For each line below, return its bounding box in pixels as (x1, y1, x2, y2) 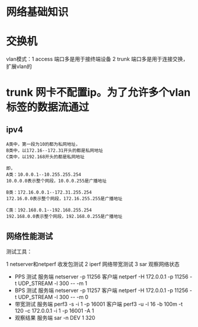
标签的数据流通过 (6, 101, 90, 114)
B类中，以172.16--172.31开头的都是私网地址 (6, 148, 103, 154)
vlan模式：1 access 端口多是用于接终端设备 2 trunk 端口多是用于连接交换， (6, 56, 189, 63)
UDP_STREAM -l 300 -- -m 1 (18, 280, 87, 287)
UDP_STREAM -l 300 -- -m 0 (18, 293, 89, 300)
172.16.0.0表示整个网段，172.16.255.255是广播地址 (6, 196, 123, 202)
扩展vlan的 (6, 63, 33, 70)
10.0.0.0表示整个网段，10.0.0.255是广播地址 (6, 178, 107, 184)
